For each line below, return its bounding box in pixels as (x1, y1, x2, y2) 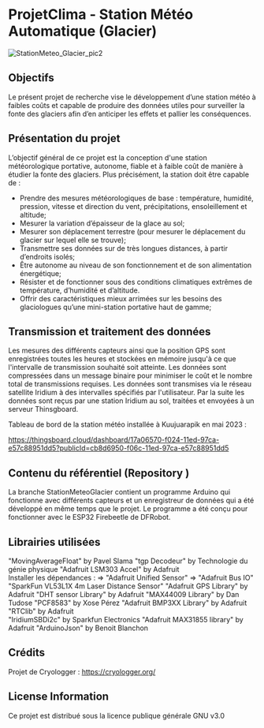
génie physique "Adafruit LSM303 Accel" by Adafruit (8, 565, 180, 573)
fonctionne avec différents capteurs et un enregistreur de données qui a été (8, 495, 255, 506)
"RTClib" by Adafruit (8, 607, 74, 616)
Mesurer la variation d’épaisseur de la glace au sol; (19, 218, 185, 228)
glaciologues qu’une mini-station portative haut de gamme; (19, 302, 212, 312)
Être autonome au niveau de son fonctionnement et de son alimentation (19, 260, 252, 270)
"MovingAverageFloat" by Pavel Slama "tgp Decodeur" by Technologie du (8, 556, 248, 566)
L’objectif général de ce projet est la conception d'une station (8, 152, 207, 162)
